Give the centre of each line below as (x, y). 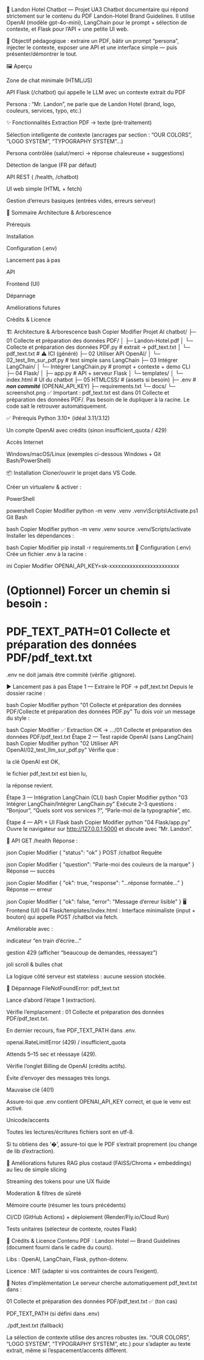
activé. (15, 1108)
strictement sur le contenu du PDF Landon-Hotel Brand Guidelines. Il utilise (101, 16)
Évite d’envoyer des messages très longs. (59, 1078)
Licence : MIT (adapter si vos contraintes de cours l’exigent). (82, 1271)
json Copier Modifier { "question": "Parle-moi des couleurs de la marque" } (100, 865)
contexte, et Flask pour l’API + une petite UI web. (67, 29)
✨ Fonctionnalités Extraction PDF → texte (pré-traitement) (79, 122)
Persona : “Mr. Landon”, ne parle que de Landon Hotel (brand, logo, (91, 104)
